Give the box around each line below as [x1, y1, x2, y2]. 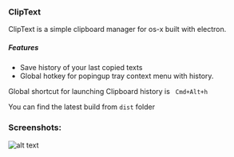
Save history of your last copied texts [19, 63, 143, 73]
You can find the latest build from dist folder [8, 102, 156, 112]
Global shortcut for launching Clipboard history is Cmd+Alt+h [8, 87, 208, 96]
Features [8, 42, 39, 52]
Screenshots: [8, 122, 62, 133]
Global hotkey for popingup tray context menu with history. [19, 71, 214, 81]
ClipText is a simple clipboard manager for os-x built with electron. [8, 25, 227, 34]
